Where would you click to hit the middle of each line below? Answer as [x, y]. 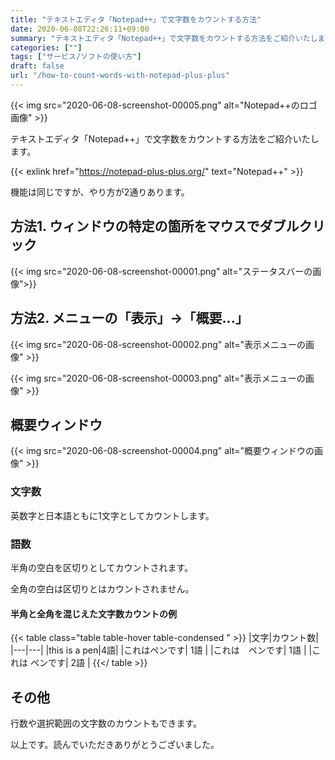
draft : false [37, 66]
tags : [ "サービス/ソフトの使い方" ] [76, 57]
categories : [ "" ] [46, 47]
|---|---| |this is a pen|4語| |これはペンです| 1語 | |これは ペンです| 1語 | [158, 650]
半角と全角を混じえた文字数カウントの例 [93, 613]
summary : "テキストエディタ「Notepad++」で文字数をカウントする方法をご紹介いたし [164, 38]
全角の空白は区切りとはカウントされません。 [102, 588]
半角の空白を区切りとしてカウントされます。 [102, 567]
